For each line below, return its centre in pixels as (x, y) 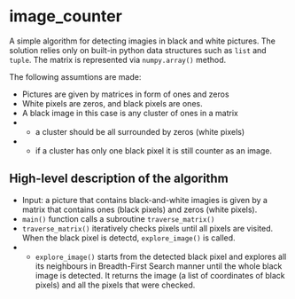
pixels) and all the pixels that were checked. (115, 285)
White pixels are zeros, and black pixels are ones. (112, 103)
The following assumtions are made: (75, 76)
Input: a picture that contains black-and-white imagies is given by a (145, 200)
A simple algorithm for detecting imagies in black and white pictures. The (143, 41)
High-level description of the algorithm (119, 179)
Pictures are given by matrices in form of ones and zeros (125, 94)
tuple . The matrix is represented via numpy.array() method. (118, 59)
